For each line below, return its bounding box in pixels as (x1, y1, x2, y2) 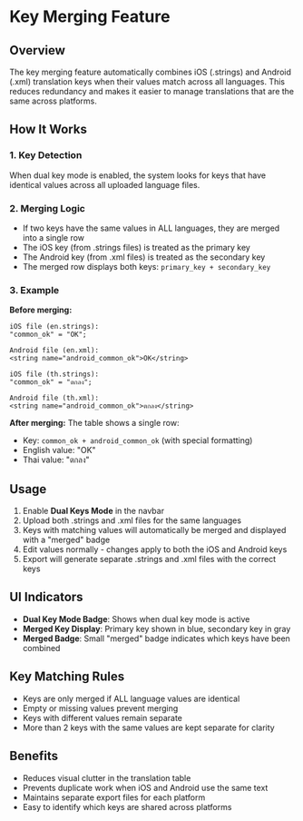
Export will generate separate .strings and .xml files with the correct (22, 554, 277, 565)
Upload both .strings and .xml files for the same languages (22, 515, 242, 526)
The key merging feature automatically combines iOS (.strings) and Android (9, 66, 292, 77)
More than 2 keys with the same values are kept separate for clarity (22, 722, 275, 733)
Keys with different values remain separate (22, 712, 183, 723)
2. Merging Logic (9, 202, 86, 214)
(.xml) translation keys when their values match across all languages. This (9, 76, 286, 87)
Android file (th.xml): (9, 393, 100, 403)
